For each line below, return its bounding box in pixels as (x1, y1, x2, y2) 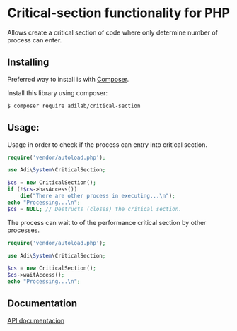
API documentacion (7, 316, 65, 325)
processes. (7, 226, 40, 234)
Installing (7, 56, 50, 68)
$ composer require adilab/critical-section (7, 102, 141, 109)
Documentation (7, 298, 78, 310)
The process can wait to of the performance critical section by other (7, 218, 207, 227)
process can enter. (7, 35, 62, 44)
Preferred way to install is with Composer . (7, 75, 129, 83)
